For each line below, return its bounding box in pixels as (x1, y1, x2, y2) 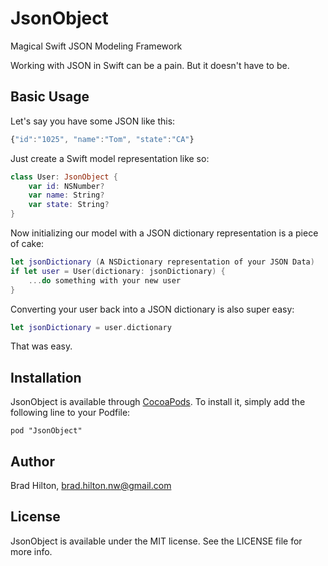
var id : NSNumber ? (28, 181, 105, 191)
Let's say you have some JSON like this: (10, 115, 176, 127)
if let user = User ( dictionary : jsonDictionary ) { (10, 266, 226, 276)
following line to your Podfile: (10, 407, 131, 419)
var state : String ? (28, 200, 110, 210)
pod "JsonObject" (10, 426, 83, 436)
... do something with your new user (28, 275, 182, 286)
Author (10, 453, 55, 470)
